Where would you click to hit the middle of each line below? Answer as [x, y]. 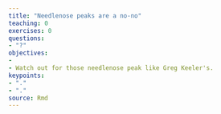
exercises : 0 [30, 31]
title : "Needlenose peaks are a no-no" [75, 16]
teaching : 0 [28, 23]
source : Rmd [28, 98]
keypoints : [27, 75]
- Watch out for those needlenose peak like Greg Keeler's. [111, 68]
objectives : [28, 53]
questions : [27, 38]
